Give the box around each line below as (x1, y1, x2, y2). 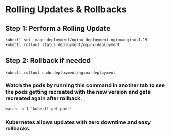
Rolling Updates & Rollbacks (5, 4, 127, 15)
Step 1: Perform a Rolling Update (5, 24, 111, 33)
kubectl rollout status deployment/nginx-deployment (5, 42, 120, 47)
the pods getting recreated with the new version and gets (5, 88, 151, 96)
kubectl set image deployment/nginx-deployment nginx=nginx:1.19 (5, 37, 147, 42)
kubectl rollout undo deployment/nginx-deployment (5, 70, 116, 75)
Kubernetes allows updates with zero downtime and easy (5, 119, 151, 126)
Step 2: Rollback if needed (5, 56, 91, 65)
